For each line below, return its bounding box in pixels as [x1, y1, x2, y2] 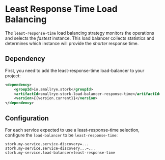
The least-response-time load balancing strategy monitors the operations [5, 30, 155, 36]
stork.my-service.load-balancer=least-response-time [5, 150, 115, 155]
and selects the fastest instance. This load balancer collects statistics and [5, 35, 155, 41]
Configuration [5, 114, 49, 122]
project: [5, 72, 21, 79]
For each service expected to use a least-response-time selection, [5, 127, 140, 133]
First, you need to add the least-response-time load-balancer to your [5, 68, 145, 73]
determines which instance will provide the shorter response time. [5, 40, 139, 46]
